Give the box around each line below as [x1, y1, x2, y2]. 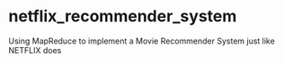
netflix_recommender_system [8, 6, 237, 27]
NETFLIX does [8, 44, 62, 55]
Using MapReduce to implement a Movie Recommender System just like [8, 35, 275, 46]
